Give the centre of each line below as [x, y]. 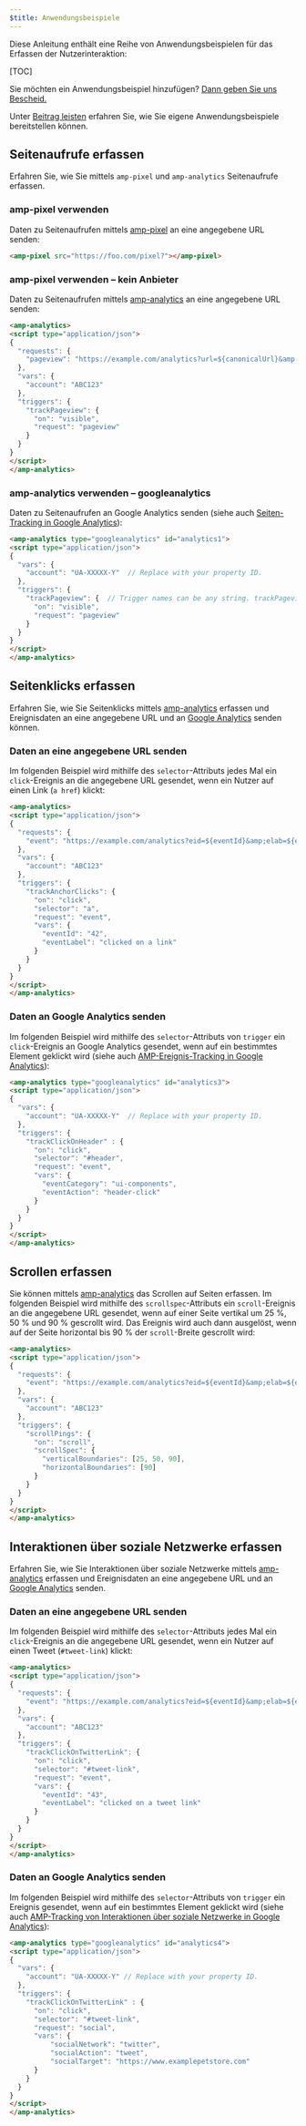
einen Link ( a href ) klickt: [57, 790]
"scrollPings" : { [59, 1433]
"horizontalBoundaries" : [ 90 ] [99, 1468]
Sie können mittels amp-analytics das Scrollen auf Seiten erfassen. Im [141, 1293]
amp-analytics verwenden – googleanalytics [110, 493]
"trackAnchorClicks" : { [71, 891]
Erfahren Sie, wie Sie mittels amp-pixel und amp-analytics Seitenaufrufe [144, 176]
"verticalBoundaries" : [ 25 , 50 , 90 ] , [113, 1459]
